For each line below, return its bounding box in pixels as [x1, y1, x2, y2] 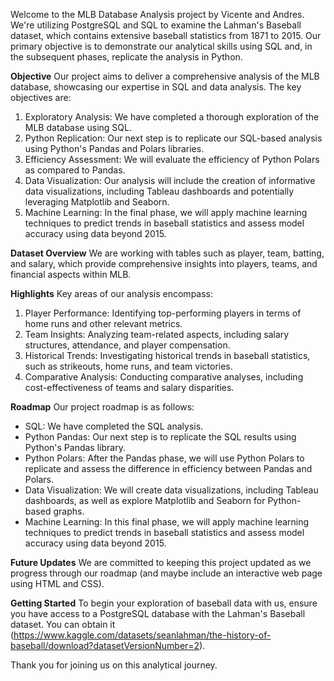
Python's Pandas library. [24, 442, 126, 453]
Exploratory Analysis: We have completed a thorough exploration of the [24, 111, 320, 123]
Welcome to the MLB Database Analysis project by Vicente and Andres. [10, 9, 305, 20]
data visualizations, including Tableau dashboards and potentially [24, 185, 295, 197]
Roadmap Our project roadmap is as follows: [10, 401, 195, 413]
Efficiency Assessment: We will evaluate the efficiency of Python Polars [24, 154, 320, 165]
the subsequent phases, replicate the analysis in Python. [10, 51, 243, 63]
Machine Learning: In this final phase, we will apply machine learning [24, 516, 310, 528]
